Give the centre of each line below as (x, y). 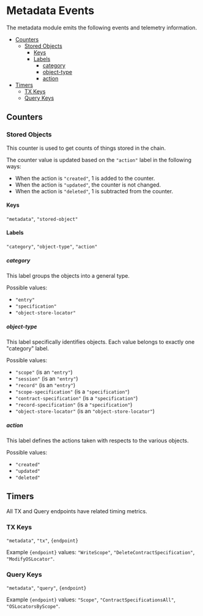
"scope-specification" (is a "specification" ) (72, 391)
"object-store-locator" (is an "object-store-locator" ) (85, 411)
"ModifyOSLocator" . (31, 559)
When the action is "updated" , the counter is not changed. (88, 185)
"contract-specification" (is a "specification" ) (76, 398)
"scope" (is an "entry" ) (44, 372)
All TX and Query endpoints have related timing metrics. (77, 511)
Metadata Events (50, 11)
